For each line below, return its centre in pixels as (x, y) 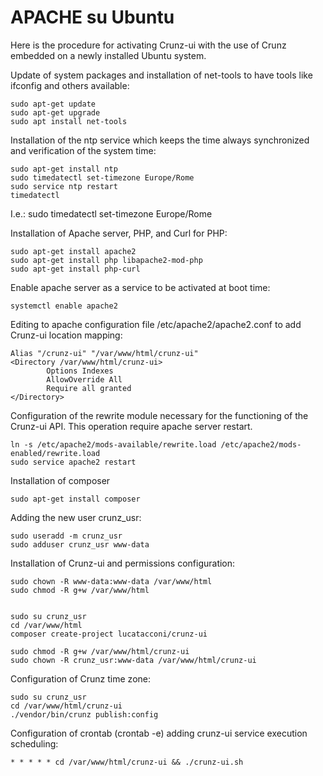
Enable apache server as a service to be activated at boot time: (140, 287)
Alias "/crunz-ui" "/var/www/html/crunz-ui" (104, 353)
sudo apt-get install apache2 (73, 251)
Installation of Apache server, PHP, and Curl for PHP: (119, 233)
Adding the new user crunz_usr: (76, 517)
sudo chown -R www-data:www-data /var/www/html (111, 581)
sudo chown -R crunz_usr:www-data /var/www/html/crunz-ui (133, 660)
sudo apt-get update (53, 104)
